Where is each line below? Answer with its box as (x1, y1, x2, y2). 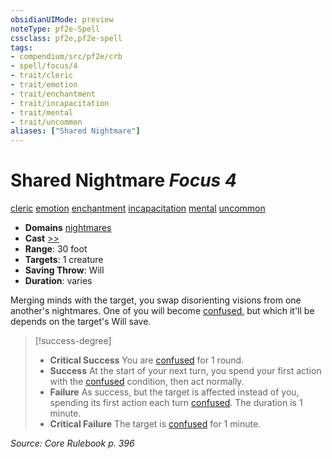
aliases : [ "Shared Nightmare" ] (10, 126, 141, 136)
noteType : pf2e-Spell (10, 24, 101, 34)
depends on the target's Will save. (10, 316, 152, 328)
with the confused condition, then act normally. (49, 376, 245, 388)
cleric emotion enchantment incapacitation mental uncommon (10, 202, 266, 215)
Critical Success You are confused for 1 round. (49, 354, 245, 366)
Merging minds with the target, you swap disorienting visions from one (10, 294, 302, 306)
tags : (10, 42, 33, 53)
